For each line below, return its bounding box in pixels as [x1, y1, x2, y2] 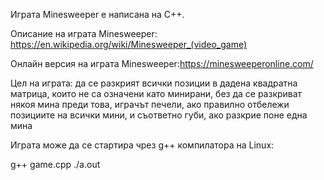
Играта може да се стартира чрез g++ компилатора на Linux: [10, 139, 275, 151]
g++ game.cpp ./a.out [10, 159, 101, 170]
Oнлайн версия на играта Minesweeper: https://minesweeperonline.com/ [10, 58, 314, 69]
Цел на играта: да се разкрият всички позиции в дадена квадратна [10, 77, 298, 89]
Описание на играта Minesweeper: [10, 28, 158, 39]
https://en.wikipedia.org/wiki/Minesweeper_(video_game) [10, 39, 248, 50]
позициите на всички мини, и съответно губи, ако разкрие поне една [10, 109, 308, 121]
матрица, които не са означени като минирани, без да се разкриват [10, 88, 303, 99]
